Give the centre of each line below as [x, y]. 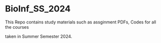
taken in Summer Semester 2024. [39, 36]
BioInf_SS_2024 [38, 9]
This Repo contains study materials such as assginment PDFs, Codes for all [81, 22]
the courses [17, 27]
